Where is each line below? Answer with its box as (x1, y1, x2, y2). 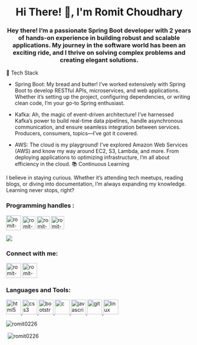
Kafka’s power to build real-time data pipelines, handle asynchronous (14, 118, 183, 125)
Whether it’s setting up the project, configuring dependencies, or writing (14, 93, 191, 100)
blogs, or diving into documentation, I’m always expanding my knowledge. (6, 180, 186, 188)
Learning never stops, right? (6, 187, 75, 194)
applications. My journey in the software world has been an (12, 41, 186, 50)
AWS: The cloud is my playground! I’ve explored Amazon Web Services (14, 141, 188, 148)
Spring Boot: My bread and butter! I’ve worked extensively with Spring (14, 81, 186, 88)
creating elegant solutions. (60, 56, 139, 64)
